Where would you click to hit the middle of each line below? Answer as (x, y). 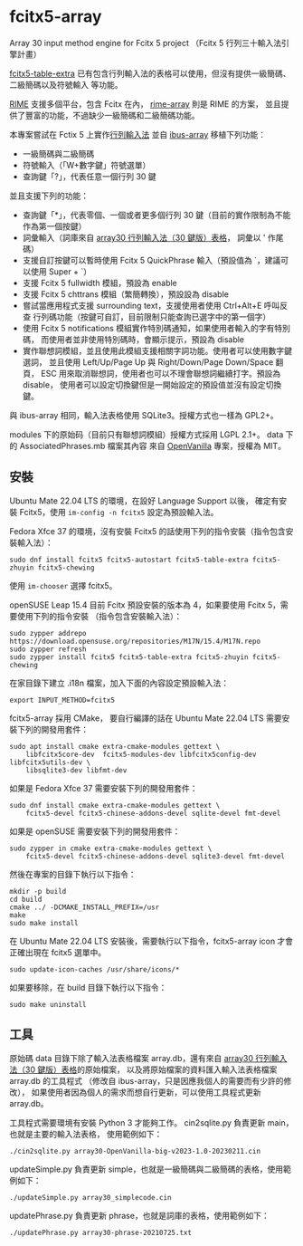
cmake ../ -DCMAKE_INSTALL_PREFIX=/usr (85, 907)
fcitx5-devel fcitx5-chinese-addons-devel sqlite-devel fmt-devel (153, 813)
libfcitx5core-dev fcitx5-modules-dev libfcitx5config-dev (141, 754)
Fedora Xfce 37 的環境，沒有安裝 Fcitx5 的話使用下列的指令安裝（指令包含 (148, 531)
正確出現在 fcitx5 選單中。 (58, 952)
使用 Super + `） (61, 271)
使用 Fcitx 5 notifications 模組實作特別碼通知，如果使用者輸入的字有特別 (156, 328)
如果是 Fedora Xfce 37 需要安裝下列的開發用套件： (104, 788)
